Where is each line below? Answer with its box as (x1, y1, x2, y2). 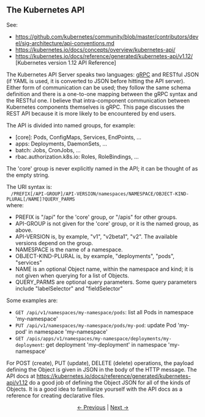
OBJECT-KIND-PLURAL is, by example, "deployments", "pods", (15, 252, 175, 259)
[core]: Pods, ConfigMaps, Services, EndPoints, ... (15, 133, 142, 141)
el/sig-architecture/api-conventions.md (15, 39, 115, 46)
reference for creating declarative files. (6, 391, 105, 399)
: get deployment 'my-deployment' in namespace (42, 341, 167, 348)
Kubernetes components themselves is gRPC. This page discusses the (6, 103, 185, 111)
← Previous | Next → (76, 404, 129, 411)
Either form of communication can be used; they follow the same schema (6, 84, 191, 91)
